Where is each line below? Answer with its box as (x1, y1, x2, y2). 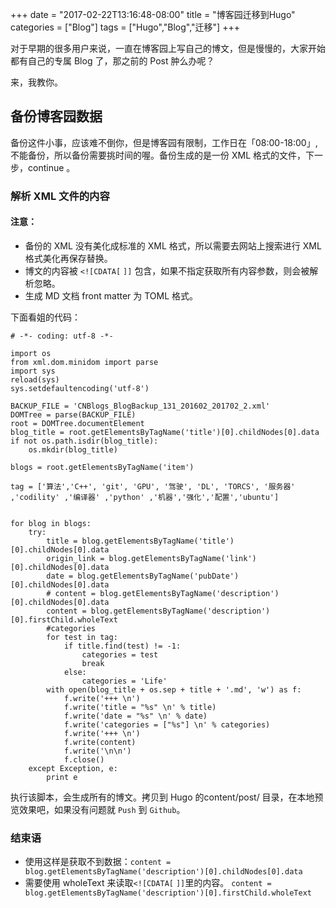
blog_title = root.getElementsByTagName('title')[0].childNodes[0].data (10, 427, 320, 437)
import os (10, 348, 52, 358)
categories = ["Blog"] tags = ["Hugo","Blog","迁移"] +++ (10, 21, 240, 33)
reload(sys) (10, 374, 60, 385)
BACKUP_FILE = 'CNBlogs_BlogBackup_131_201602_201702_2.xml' (10, 401, 271, 411)
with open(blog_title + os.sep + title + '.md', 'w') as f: (46, 684, 302, 695)
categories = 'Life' (81, 676, 168, 686)
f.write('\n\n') (63, 746, 132, 756)
